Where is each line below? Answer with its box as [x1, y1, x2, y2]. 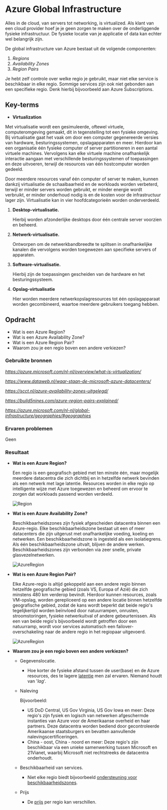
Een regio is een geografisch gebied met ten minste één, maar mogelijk [12, 470, 159, 476]
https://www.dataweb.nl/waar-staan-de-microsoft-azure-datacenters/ [5, 378, 151, 384]
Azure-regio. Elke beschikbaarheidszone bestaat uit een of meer [12, 526, 146, 532]
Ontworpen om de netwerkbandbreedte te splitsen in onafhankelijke [12, 241, 153, 247]
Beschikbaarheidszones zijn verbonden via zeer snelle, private [12, 547, 141, 553]
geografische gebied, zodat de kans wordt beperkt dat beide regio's [12, 602, 153, 608]
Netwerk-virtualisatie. [12, 231, 60, 237]
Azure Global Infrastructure [5, 3, 122, 15]
